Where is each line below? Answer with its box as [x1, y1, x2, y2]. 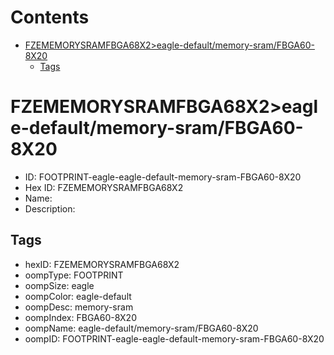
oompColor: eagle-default [24, 290, 132, 302]
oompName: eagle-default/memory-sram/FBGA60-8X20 [24, 322, 259, 334]
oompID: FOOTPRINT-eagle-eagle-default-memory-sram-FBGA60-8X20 [24, 332, 325, 345]
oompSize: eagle [24, 279, 95, 291]
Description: [24, 202, 76, 215]
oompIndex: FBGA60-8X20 [24, 311, 137, 323]
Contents [10, 6, 90, 29]
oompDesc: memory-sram [24, 301, 134, 313]
